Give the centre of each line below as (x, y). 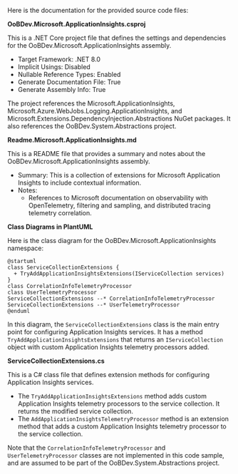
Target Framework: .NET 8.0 (59, 59)
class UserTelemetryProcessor (52, 292)
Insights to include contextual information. (79, 182)
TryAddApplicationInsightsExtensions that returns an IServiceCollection (115, 339)
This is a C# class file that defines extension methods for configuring (109, 375)
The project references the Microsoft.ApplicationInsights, (91, 103)
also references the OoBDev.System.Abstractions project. (92, 126)
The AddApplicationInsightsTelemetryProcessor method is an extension (123, 419)
